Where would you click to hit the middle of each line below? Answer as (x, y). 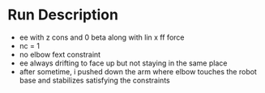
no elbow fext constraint (60, 54)
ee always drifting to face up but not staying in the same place (123, 63)
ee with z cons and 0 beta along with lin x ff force (102, 37)
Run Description (63, 15)
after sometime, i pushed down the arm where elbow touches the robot (138, 71)
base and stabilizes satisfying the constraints (95, 80)
